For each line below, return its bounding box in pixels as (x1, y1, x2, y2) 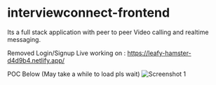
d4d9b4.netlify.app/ (7, 56, 65, 64)
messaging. (7, 35, 41, 43)
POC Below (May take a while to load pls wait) (7, 70, 140, 78)
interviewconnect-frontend (7, 5, 170, 21)
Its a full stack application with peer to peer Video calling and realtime (7, 28, 209, 36)
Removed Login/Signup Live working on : (7, 49, 126, 57)
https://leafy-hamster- (127, 49, 191, 57)
